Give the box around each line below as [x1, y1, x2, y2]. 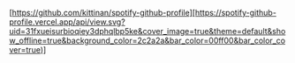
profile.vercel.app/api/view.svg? [9, 17, 125, 27]
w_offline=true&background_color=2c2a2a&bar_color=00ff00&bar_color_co [9, 35, 285, 45]
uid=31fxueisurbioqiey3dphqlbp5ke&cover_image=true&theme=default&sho [9, 26, 286, 36]
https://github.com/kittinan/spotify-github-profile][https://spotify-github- [11, 8, 276, 17]
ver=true [9, 45, 42, 55]
